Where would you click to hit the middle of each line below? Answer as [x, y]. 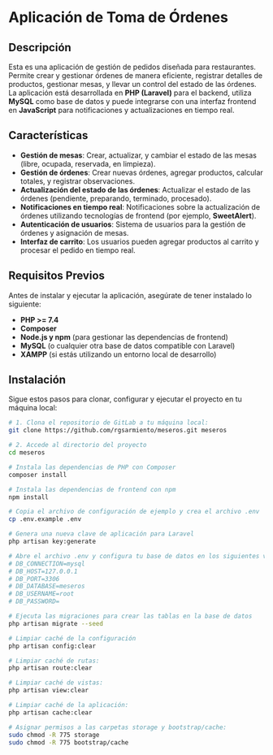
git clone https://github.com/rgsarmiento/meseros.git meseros [118, 431]
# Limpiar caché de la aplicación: [69, 705]
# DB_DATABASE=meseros [47, 586]
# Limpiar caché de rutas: [54, 661]
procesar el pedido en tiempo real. [78, 250]
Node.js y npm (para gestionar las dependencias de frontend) [124, 336]
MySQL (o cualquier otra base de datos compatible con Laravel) [128, 345]
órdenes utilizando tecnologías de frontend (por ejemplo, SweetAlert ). [138, 215]
